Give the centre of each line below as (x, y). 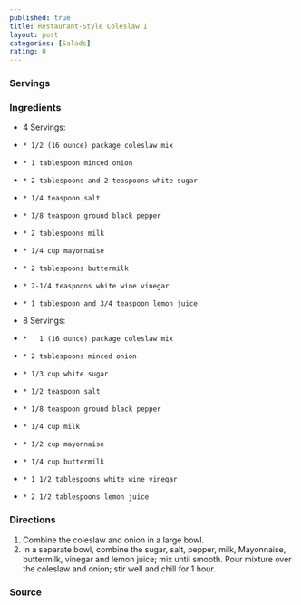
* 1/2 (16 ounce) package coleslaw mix (98, 146)
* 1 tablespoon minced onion (78, 163)
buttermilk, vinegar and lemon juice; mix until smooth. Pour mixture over (157, 559)
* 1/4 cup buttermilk (63, 462)
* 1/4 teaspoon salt (61, 199)
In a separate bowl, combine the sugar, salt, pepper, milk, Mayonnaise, (154, 549)
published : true (40, 18)
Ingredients (35, 107)
